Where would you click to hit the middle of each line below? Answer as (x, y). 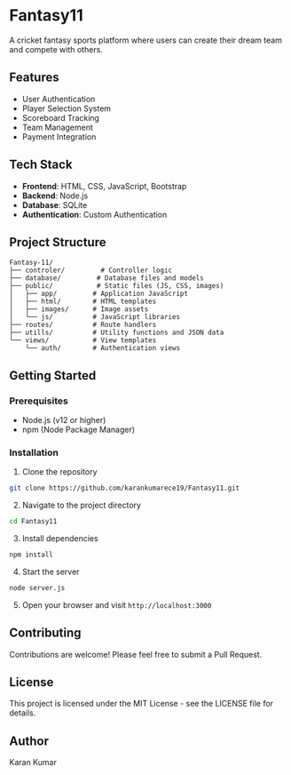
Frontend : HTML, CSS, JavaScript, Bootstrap (104, 186)
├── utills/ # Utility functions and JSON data (117, 333)
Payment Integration (59, 136)
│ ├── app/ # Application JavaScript (99, 294)
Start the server (51, 571)
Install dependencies (60, 539)
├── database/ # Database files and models (106, 278)
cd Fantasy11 (33, 522)
